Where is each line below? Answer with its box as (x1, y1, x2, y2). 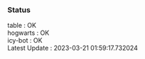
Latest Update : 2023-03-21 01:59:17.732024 (7, 44, 139, 53)
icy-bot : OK (7, 36, 43, 45)
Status (7, 5, 31, 15)
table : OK (7, 21, 37, 30)
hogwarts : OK (7, 28, 50, 37)
